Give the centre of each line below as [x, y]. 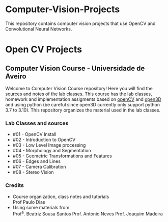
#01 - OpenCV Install [34, 134]
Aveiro [16, 76]
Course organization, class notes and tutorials [61, 197]
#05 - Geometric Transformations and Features [62, 156]
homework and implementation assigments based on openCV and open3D [83, 99]
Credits [15, 185]
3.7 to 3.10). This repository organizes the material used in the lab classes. [83, 110]
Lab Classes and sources [37, 123]
